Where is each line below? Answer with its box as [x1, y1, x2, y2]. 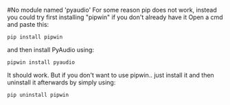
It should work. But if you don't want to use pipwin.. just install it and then [7, 71, 214, 79]
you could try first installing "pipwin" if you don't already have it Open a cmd [7, 13, 223, 21]
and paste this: [7, 21, 49, 28]
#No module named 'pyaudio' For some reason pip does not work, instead [7, 6, 218, 14]
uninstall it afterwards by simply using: [7, 78, 116, 86]
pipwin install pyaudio [7, 59, 76, 66]
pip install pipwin [7, 34, 63, 40]
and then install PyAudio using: [7, 46, 95, 54]
